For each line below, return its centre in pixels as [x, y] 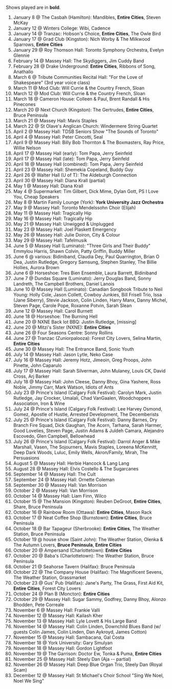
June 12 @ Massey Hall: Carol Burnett [53, 311]
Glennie [21, 55]
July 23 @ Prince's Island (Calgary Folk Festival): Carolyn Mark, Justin [87, 393]
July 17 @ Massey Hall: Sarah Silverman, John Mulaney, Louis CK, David [89, 371]
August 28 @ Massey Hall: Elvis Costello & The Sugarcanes [76, 469]
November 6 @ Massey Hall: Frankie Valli [57, 610]
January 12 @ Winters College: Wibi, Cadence [62, 28]
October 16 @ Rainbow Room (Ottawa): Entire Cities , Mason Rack [83, 512]
